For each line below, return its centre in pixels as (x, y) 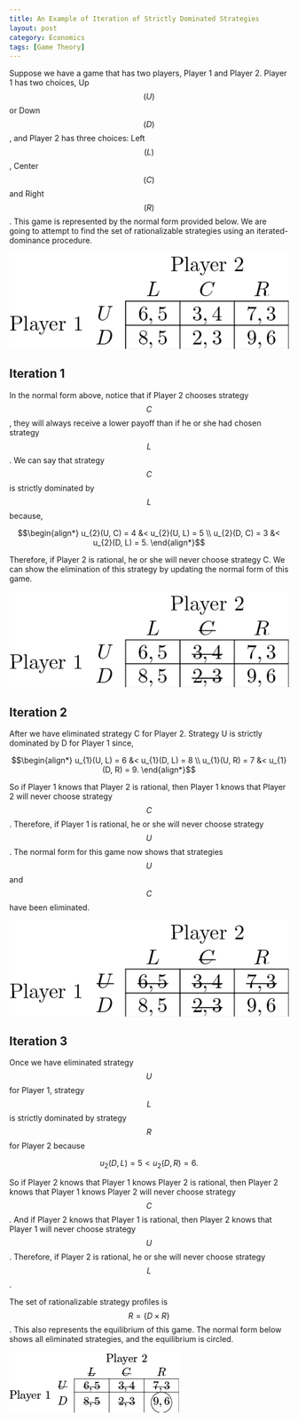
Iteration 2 (39, 712)
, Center (24, 166)
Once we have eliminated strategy (72, 1063)
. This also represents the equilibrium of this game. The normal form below (145, 1330)
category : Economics (47, 37)
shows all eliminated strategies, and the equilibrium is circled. (122, 1339)
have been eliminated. (50, 907)
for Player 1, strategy (47, 1090)
